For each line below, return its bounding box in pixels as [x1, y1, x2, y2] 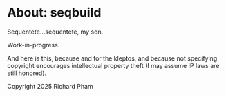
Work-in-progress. [7, 41, 60, 49]
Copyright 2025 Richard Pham [7, 82, 93, 90]
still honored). [7, 69, 47, 77]
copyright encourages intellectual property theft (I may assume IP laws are [7, 61, 220, 69]
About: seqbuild [7, 5, 102, 21]
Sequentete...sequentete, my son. [7, 28, 104, 36]
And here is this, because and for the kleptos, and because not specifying [7, 54, 218, 63]
